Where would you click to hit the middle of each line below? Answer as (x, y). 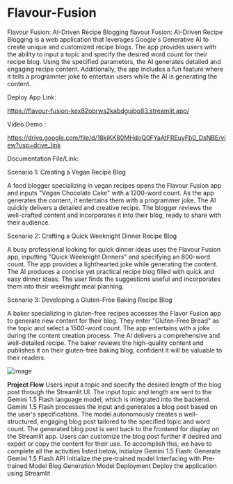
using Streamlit (29, 473)
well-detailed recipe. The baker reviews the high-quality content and (105, 343)
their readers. (27, 357)
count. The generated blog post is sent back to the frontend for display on (113, 428)
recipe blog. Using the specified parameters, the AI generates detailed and (114, 61)
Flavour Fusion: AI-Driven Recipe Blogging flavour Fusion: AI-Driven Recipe (115, 32)
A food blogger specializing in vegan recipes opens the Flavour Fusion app (114, 185)
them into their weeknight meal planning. (65, 286)
